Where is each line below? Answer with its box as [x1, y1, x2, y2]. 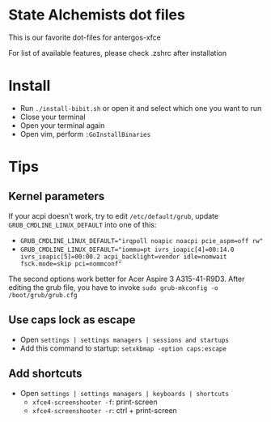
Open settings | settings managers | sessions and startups [19, 335, 229, 344]
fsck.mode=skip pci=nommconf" [19, 259, 123, 268]
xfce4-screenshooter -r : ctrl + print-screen [32, 405, 178, 415]
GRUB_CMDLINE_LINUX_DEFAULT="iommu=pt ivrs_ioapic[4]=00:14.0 [19, 245, 235, 254]
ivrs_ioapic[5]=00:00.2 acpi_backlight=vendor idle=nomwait [19, 253, 227, 261]
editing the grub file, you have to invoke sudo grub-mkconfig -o [8, 282, 218, 292]
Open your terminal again [19, 120, 105, 130]
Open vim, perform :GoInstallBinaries [19, 129, 151, 139]
